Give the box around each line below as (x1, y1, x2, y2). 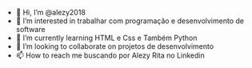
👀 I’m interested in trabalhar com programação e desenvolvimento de (15, 16, 244, 26)
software (15, 25, 46, 34)
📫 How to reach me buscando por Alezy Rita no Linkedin (15, 50, 206, 60)
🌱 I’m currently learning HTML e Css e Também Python (15, 33, 198, 42)
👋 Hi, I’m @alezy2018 (15, 8, 86, 17)
